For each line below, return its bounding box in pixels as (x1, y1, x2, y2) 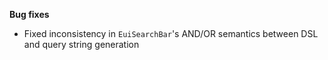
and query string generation (23, 39, 140, 50)
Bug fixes (9, 9, 50, 20)
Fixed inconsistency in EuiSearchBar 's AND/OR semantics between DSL (23, 28, 319, 39)
